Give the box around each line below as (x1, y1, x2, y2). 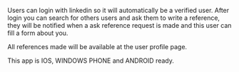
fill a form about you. (7, 29, 68, 37)
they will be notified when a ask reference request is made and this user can (7, 21, 232, 29)
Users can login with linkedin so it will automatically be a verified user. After (7, 6, 230, 14)
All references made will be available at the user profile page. (7, 43, 188, 51)
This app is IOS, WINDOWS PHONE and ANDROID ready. (7, 56, 175, 65)
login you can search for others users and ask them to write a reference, (7, 14, 220, 22)
